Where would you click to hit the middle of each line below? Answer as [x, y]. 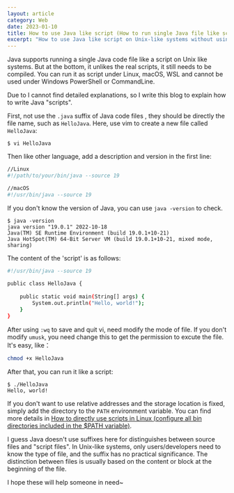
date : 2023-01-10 [32, 26]
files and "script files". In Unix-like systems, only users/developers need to [114, 446]
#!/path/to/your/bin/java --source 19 [63, 175]
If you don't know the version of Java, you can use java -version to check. [115, 208]
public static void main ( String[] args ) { [82, 297]
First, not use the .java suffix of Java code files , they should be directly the [116, 116]
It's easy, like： [29, 345]
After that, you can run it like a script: [60, 371]
